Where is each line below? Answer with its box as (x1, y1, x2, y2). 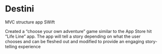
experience (18, 43, 41, 49)
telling (5, 43, 17, 49)
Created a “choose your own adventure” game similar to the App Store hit (5, 28, 152, 34)
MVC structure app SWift (5, 19, 55, 25)
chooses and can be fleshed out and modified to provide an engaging (5, 38, 145, 44)
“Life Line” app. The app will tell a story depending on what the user (5, 33, 141, 39)
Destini (5, 3, 34, 14)
